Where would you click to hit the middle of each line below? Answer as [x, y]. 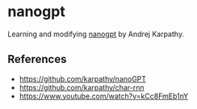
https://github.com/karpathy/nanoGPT [83, 78]
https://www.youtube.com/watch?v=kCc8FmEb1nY [104, 96]
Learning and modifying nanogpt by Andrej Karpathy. [96, 34]
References [37, 59]
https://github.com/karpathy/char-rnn [82, 87]
